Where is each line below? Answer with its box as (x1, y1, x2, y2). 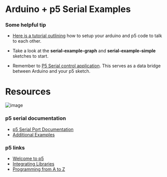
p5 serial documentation (5, 115, 66, 122)
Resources (5, 86, 51, 97)
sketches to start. (12, 53, 49, 59)
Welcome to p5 (12, 155, 44, 161)
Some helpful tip (5, 22, 46, 29)
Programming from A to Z (12, 166, 65, 172)
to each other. (12, 38, 42, 44)
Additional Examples (12, 131, 55, 137)
